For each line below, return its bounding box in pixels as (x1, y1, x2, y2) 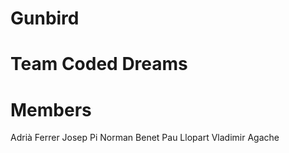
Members (10, 98, 92, 121)
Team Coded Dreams (10, 53, 188, 76)
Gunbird (10, 7, 80, 30)
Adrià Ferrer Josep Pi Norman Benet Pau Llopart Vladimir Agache (10, 132, 280, 144)
